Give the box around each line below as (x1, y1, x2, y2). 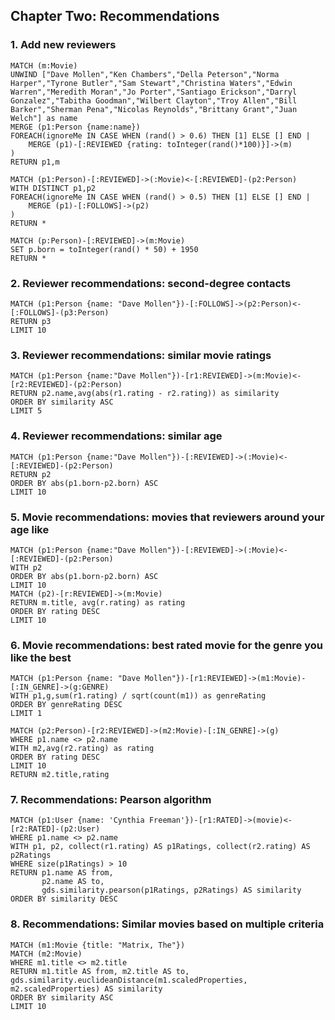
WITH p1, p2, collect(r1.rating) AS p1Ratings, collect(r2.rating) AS (10, 842, 311, 852)
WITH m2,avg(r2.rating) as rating (10, 744, 155, 754)
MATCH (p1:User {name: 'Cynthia (10, 815, 145, 826)
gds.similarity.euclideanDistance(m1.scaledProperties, (10, 975, 248, 985)
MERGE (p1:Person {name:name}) (10, 122, 141, 132)
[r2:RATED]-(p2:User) (10, 824, 101, 834)
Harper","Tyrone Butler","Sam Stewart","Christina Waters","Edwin (10, 78, 293, 88)
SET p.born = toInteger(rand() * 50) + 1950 (10, 244, 199, 254)
